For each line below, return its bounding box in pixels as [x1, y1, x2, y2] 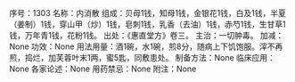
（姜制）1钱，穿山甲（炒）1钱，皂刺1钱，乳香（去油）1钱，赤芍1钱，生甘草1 [9, 19, 287, 29]
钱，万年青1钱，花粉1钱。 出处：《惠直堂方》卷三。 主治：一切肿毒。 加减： [9, 30, 284, 40]
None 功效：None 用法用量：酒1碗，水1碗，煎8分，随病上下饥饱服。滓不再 [9, 41, 283, 52]
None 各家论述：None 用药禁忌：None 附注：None [9, 63, 197, 74]
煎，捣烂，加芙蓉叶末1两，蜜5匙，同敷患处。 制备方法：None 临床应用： [9, 53, 276, 62]
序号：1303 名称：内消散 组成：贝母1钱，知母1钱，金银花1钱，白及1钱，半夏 [9, 8, 287, 18]
